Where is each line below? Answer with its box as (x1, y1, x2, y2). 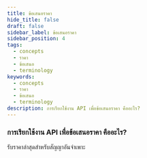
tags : (7, 42, 22, 48)
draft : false (7, 22, 44, 29)
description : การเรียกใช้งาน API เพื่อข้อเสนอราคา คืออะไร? (7, 105, 141, 112)
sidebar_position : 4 (7, 35, 66, 42)
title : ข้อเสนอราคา (7, 10, 52, 17)
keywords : (7, 73, 35, 80)
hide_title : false (7, 16, 59, 23)
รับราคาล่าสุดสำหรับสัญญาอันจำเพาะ (7, 143, 86, 151)
